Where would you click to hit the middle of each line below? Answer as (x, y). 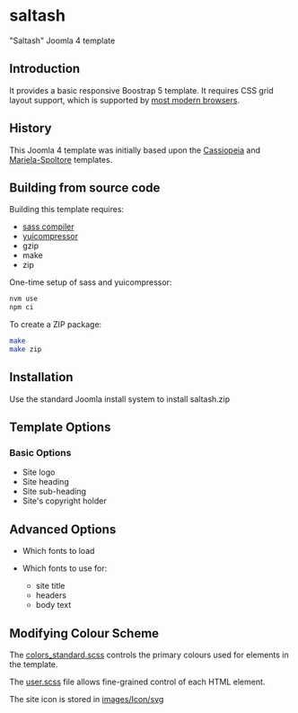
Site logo (39, 472)
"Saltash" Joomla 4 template (62, 40)
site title (50, 586)
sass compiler (48, 227)
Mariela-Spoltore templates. (61, 159)
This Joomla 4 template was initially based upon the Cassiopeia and (135, 150)
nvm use (24, 299)
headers (51, 595)
